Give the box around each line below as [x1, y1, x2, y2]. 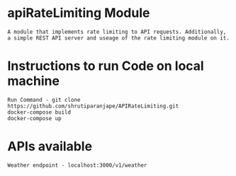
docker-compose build [7, 108, 72, 116]
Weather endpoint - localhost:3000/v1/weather [7, 161, 147, 169]
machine [7, 73, 60, 89]
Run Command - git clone [7, 96, 81, 103]
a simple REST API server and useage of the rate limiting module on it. [7, 34, 230, 42]
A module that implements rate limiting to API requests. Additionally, [7, 28, 227, 35]
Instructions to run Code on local [7, 58, 204, 74]
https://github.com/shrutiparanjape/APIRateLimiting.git [7, 102, 179, 110]
